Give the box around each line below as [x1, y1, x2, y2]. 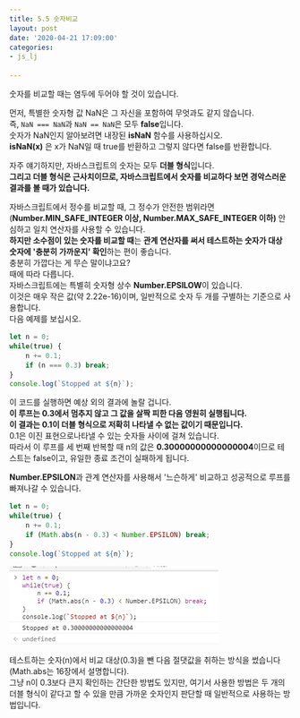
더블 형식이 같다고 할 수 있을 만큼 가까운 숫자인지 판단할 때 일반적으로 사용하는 [9, 688, 282, 698]
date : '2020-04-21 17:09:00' [9, 33, 118, 42]
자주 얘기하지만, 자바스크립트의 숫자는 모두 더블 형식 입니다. [9, 160, 215, 170]
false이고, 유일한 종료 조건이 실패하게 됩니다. [32, 453, 190, 464]
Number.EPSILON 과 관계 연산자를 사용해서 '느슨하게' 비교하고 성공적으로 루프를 [9, 472, 291, 483]
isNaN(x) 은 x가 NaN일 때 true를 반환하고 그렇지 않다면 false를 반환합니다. [9, 141, 272, 151]
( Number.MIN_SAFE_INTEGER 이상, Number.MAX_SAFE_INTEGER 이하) [9, 213, 277, 223]
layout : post [9, 23, 58, 33]
